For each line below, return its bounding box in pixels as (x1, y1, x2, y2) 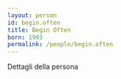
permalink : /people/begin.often (7, 41, 113, 48)
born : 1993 (7, 33, 43, 41)
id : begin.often (7, 19, 60, 27)
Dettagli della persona (7, 62, 79, 71)
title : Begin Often (7, 26, 71, 34)
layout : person (7, 11, 57, 20)
